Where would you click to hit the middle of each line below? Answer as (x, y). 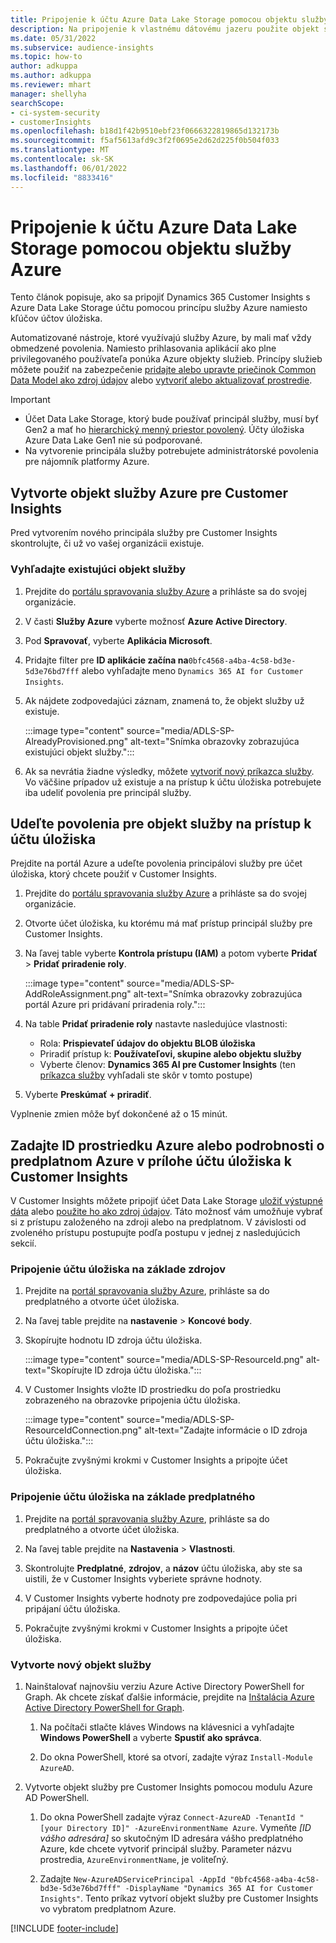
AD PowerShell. (57, 1798)
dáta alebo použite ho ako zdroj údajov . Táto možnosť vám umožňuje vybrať (166, 1212)
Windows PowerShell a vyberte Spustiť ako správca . (150, 1738)
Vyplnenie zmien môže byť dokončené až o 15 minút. (119, 1114)
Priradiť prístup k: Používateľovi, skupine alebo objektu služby (170, 1054)
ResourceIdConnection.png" (83, 1430)
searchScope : (37, 103)
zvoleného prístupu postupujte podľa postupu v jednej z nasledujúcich (155, 1233)
